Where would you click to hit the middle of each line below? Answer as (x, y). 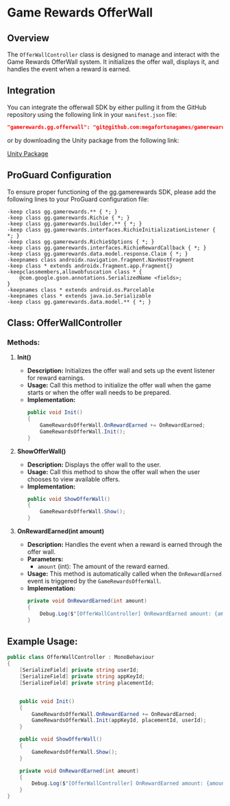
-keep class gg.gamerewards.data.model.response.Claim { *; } (98, 254)
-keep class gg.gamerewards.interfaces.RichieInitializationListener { (111, 230)
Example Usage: (42, 641)
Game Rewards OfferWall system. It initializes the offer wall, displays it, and (113, 62)
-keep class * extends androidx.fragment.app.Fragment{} (90, 266)
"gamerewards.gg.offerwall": (49, 127)
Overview (28, 38)
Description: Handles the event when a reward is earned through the (125, 545)
